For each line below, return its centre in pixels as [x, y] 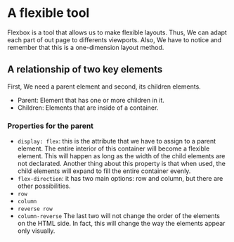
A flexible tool [48, 13]
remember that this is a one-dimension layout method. [86, 47]
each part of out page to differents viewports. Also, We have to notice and [115, 39]
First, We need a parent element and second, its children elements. [104, 87]
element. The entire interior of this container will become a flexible [113, 148]
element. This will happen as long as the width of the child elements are [121, 156]
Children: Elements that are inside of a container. [88, 108]
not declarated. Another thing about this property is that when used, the [122, 164]
